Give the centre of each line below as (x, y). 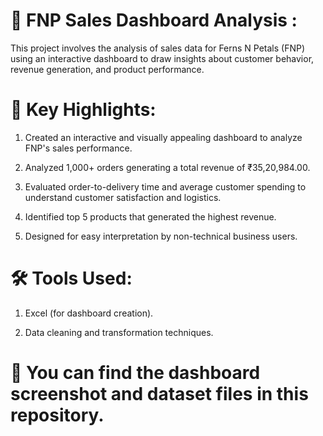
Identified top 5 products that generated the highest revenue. (150, 216)
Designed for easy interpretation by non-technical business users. (161, 236)
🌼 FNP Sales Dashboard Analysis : (154, 20)
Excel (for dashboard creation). (89, 313)
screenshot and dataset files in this (159, 394)
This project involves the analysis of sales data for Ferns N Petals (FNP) (158, 48)
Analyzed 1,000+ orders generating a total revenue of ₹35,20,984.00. (167, 167)
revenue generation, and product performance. (107, 69)
